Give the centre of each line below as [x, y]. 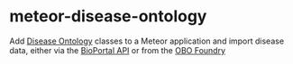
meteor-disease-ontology [108, 16]
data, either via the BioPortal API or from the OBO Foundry [118, 50]
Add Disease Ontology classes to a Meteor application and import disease [147, 41]
